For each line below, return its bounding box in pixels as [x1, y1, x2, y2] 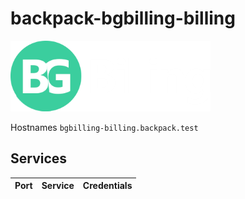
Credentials [82, 180, 133, 192]
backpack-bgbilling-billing [10, 7, 236, 30]
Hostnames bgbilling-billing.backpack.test [10, 121, 199, 133]
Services [10, 150, 68, 167]
